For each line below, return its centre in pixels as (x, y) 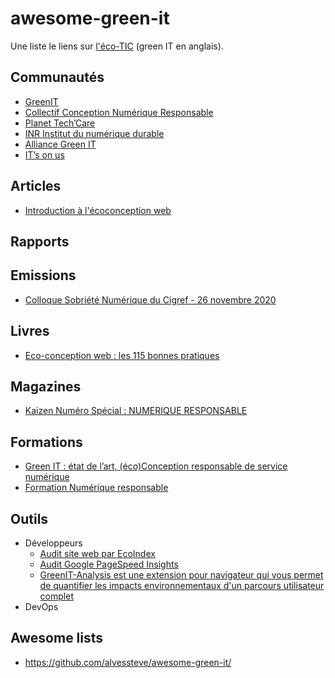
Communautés (57, 77)
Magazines (46, 386)
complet (56, 596)
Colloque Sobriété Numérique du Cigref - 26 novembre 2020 (150, 299)
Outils (29, 518)
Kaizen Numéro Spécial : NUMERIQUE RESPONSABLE (136, 411)
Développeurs (53, 543)
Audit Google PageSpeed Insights (109, 564)
